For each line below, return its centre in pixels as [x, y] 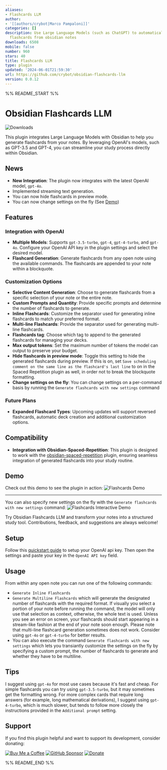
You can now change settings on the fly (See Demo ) [66, 202]
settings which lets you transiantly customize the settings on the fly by [85, 646]
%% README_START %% [32, 93]
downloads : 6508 [22, 42]
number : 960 [17, 51]
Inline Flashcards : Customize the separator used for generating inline [84, 314]
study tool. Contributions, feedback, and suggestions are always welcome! [82, 522]
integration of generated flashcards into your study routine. [73, 460]
